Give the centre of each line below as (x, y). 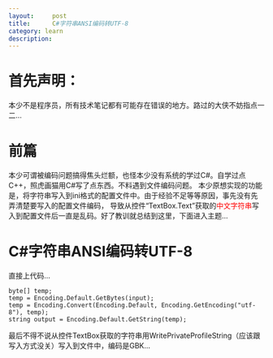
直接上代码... (30, 276)
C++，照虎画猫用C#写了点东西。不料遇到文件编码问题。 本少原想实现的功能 (135, 185)
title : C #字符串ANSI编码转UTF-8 (69, 24)
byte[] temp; (30, 291)
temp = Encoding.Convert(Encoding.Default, (83, 305)
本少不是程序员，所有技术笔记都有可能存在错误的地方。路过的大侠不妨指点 (133, 106)
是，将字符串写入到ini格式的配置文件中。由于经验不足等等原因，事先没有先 (133, 196)
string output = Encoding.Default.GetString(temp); (97, 320)
